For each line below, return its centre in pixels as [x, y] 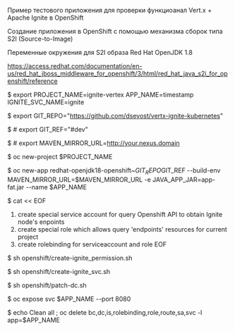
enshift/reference [32, 81]
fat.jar [16, 187]
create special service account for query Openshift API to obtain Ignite [120, 214]
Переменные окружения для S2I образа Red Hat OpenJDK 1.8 [100, 52]
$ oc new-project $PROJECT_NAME [60, 157]
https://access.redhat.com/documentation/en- [75, 66]
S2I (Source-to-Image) [40, 39]
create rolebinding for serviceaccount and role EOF [92, 244]
